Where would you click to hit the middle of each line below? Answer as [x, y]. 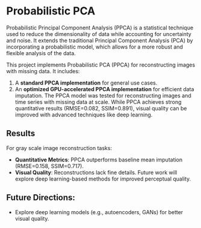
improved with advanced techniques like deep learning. [84, 115]
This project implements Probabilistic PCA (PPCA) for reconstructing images [101, 65]
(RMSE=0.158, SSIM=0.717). [49, 166]
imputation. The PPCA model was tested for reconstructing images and [103, 95]
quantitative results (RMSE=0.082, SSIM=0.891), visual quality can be [101, 108]
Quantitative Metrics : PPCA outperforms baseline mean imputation [99, 160]
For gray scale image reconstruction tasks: [59, 148]
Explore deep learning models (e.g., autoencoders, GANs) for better [99, 212]
